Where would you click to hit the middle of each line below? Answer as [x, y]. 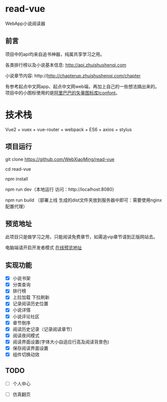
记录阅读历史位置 [30, 304]
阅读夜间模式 [26, 335]
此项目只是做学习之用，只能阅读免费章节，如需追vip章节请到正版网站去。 [81, 237]
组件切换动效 [26, 354]
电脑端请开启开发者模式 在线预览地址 [44, 248]
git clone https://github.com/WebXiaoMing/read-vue [60, 159]
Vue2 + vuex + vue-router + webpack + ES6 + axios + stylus [69, 129]
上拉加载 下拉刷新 [31, 297]
